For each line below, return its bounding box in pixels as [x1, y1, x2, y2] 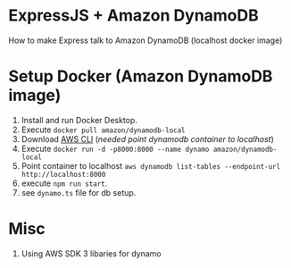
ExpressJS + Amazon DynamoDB [8, 5, 260, 26]
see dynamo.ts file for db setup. [21, 187, 137, 197]
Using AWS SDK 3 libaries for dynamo [21, 247, 162, 259]
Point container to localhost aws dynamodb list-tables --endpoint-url [21, 160, 281, 171]
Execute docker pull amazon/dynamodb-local [21, 124, 186, 135]
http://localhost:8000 [21, 170, 106, 179]
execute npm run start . [21, 178, 108, 188]
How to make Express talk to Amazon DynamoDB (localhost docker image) [8, 35, 283, 46]
